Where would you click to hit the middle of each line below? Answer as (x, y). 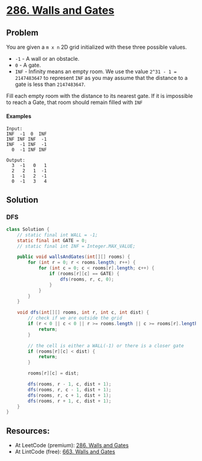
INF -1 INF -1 (26, 145)
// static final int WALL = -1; (57, 235)
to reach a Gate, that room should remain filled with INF (75, 102)
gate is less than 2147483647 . (50, 84)
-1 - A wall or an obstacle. (47, 59)
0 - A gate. (28, 65)
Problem (23, 33)
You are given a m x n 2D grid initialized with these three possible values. (97, 47)
